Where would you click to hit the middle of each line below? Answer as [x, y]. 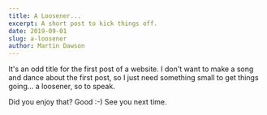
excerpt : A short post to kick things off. [83, 23]
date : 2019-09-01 [38, 31]
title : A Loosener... [45, 16]
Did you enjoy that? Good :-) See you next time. [88, 102]
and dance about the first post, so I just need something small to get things [133, 78]
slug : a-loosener [38, 38]
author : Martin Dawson [47, 46]
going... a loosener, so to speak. [62, 87]
